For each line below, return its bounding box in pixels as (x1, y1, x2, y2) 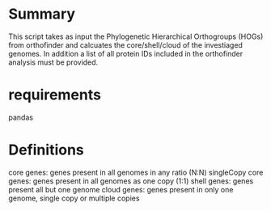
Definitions (8, 141, 85, 159)
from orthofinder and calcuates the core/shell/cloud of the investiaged (8, 40, 243, 49)
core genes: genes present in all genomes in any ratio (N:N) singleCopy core (8, 167, 264, 177)
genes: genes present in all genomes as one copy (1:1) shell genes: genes (8, 175, 254, 186)
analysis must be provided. (8, 57, 99, 67)
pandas (8, 112, 34, 122)
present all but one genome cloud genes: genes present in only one (8, 184, 234, 194)
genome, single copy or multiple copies (8, 193, 140, 203)
